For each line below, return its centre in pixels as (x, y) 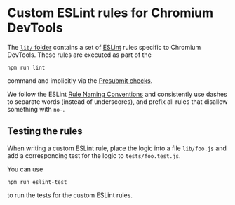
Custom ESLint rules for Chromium (110, 13)
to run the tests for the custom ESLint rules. (70, 195)
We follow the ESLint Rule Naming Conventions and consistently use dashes (117, 94)
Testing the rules (45, 131)
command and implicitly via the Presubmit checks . (80, 80)
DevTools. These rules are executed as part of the (80, 55)
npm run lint (26, 67)
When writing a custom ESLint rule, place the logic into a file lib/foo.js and (117, 148)
